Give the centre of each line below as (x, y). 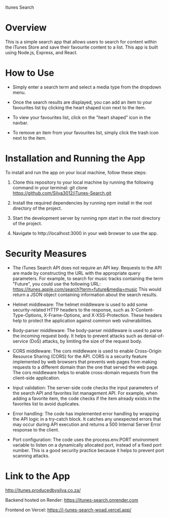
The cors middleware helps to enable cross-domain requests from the (85, 372)
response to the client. (36, 429)
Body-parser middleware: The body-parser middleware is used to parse (87, 330)
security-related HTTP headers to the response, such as (71, 310)
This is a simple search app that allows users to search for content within (81, 42)
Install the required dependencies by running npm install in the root (82, 203)
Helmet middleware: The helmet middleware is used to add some (80, 304)
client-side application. (36, 378)
